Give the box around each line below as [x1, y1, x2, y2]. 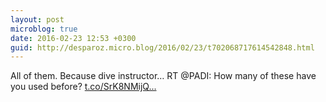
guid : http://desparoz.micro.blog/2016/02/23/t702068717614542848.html [10, 42, 315, 53]
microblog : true [10, 24, 78, 34]
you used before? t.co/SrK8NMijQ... [10, 81, 157, 93]
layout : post [10, 14, 65, 25]
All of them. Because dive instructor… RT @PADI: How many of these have [10, 70, 317, 82]
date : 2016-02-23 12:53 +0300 [10, 33, 137, 43]
